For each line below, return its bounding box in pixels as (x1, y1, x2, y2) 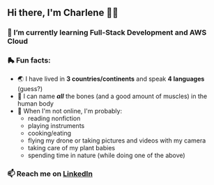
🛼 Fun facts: (7, 56, 51, 65)
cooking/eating (27, 129, 72, 137)
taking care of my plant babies (27, 143, 116, 152)
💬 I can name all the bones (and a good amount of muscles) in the (17, 92, 208, 100)
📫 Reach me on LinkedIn (7, 168, 93, 178)
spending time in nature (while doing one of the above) (27, 151, 186, 159)
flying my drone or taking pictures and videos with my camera (27, 136, 206, 145)
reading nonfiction (27, 114, 81, 122)
